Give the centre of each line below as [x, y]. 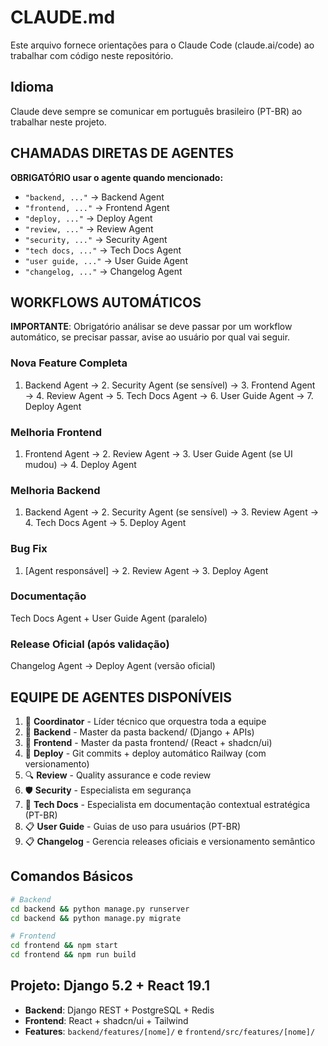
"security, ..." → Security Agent [96, 239]
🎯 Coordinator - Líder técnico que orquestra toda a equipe [145, 721]
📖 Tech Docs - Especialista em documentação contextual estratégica [167, 804]
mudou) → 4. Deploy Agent [80, 464]
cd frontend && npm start [64, 946]
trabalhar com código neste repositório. [92, 55]
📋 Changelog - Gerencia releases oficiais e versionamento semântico [170, 841]
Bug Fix [29, 549]
